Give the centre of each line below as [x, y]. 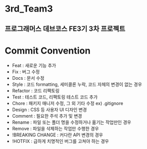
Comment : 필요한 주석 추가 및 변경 [47, 116]
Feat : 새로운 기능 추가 [34, 65]
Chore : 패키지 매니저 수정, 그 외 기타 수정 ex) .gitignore [67, 103]
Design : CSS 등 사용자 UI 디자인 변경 [49, 110]
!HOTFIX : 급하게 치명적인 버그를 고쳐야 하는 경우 [60, 141]
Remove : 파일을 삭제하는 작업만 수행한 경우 [55, 128]
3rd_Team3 [29, 9]
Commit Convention [48, 51]
